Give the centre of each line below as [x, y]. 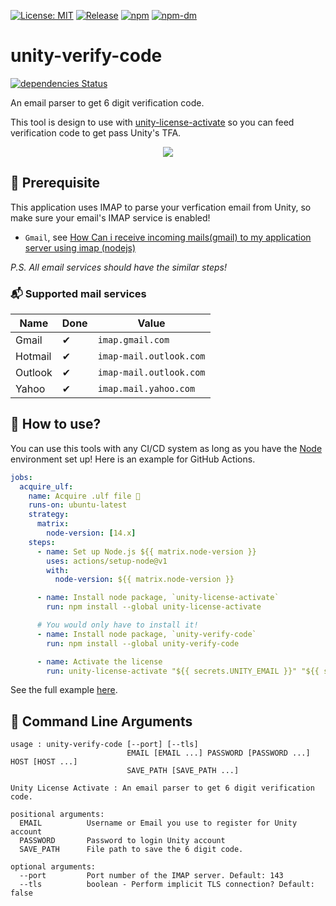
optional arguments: [53, 867]
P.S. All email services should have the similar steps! [118, 267]
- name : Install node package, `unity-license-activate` [158, 598]
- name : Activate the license [99, 661]
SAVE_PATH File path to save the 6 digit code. [131, 850]
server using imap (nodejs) [80, 247]
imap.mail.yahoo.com [146, 389]
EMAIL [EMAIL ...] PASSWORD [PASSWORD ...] [218, 753]
